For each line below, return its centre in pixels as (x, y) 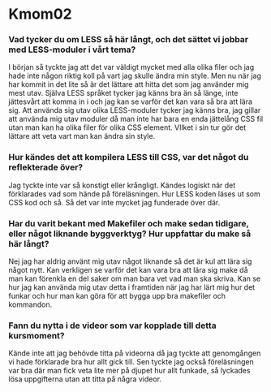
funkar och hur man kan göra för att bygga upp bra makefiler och (117, 296)
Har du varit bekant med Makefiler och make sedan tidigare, (129, 223)
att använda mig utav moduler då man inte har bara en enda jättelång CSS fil (136, 119)
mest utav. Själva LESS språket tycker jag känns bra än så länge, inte (123, 93)
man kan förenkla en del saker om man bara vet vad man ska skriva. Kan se (135, 279)
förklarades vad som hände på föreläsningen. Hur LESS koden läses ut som (135, 194)
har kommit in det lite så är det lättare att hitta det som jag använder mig (129, 84)
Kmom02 (40, 14)
